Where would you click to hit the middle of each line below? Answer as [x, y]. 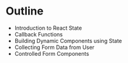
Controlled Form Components [52, 53]
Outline [25, 11]
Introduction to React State [48, 28]
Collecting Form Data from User [55, 47]
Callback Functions [39, 34]
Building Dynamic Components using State [68, 41]
